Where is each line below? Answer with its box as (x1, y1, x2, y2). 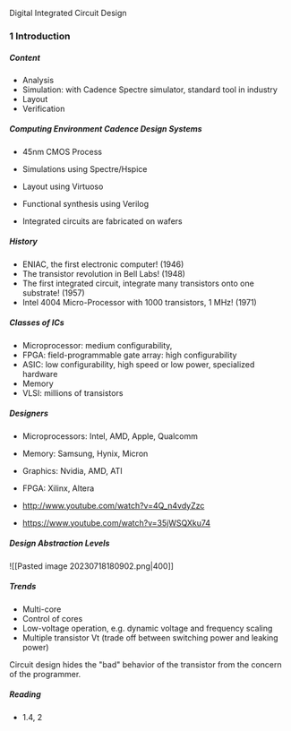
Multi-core (21, 604, 62, 615)
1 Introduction (9, 30, 71, 42)
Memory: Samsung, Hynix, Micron (21, 448, 149, 459)
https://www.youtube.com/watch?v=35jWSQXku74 (21, 517, 211, 528)
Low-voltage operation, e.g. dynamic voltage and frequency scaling (21, 623, 273, 633)
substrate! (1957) (21, 287, 85, 298)
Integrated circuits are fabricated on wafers (21, 215, 183, 227)
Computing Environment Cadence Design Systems (9, 124, 203, 134)
